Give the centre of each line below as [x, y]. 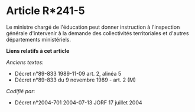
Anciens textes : [25, 62]
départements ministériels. [38, 39]
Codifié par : [21, 91]
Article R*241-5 [45, 11]
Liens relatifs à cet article [38, 50]
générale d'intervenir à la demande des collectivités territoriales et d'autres [97, 33]
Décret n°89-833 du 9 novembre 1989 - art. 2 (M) [75, 80]
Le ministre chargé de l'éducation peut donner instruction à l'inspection [93, 27]
